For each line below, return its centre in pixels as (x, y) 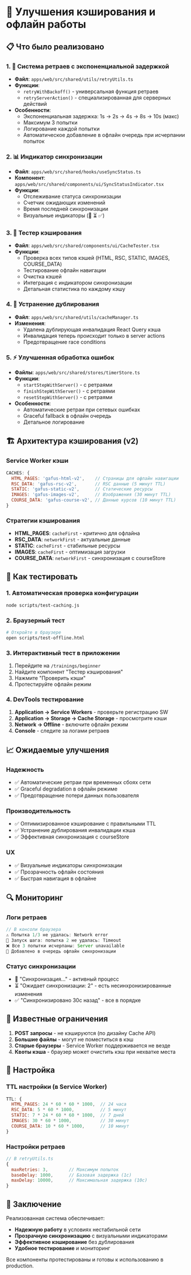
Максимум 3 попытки (50, 122)
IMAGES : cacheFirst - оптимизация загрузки (70, 552)
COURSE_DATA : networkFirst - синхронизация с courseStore (90, 558)
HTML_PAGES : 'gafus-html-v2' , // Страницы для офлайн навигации (95, 478)
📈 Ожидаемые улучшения (58, 750)
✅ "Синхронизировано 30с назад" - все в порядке (78, 1001)
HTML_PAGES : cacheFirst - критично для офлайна (77, 533)
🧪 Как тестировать (42, 577)
